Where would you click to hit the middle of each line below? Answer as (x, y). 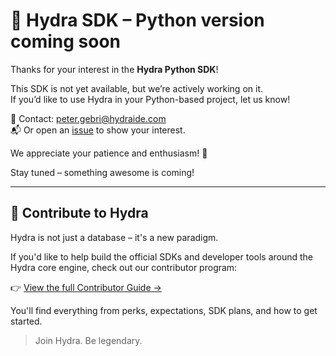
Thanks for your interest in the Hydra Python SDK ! (114, 69)
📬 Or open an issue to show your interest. (98, 130)
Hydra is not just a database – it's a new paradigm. (114, 237)
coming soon (65, 41)
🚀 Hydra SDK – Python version (137, 20)
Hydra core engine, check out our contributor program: (124, 267)
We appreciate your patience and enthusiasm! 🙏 (109, 153)
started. (26, 321)
